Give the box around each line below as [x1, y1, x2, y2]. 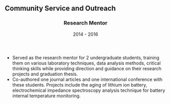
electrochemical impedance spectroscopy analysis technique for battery [12, 87, 165, 93]
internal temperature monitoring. [12, 92, 81, 99]
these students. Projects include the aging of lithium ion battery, [12, 81, 147, 88]
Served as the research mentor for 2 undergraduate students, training [12, 54, 160, 60]
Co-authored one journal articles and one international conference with [12, 76, 162, 82]
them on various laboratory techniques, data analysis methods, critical [12, 60, 161, 66]
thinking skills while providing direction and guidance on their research [12, 65, 162, 71]
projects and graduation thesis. [12, 71, 78, 77]
